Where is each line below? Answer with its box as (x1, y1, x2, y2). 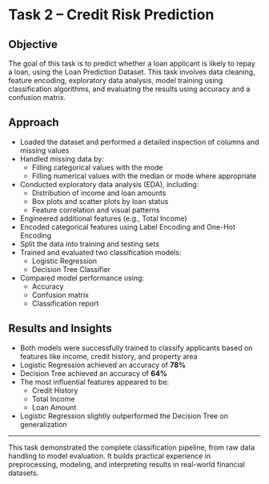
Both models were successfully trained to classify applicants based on (19, 342, 253, 353)
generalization (19, 419, 68, 429)
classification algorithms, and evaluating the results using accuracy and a (8, 84, 251, 94)
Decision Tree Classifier (31, 264, 110, 274)
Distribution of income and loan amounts (31, 188, 167, 198)
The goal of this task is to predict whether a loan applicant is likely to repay (8, 58, 256, 68)
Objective (8, 38, 58, 51)
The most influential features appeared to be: (19, 377, 170, 386)
